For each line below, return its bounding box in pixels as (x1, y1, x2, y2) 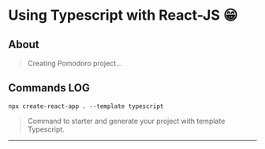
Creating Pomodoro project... (27, 58, 122, 68)
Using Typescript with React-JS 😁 (8, 6, 238, 24)
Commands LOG (8, 81, 91, 95)
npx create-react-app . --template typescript (8, 102, 164, 110)
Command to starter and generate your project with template (27, 116, 226, 125)
